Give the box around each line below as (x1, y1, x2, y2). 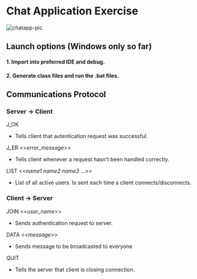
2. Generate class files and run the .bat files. (6, 72, 119, 79)
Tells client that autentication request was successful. (14, 133, 148, 140)
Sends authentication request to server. (14, 219, 113, 226)
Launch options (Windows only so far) (6, 41, 152, 52)
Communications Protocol (6, 89, 106, 100)
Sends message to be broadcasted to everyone (14, 242, 133, 250)
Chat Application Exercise (6, 4, 139, 18)
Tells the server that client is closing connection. (14, 266, 135, 273)
